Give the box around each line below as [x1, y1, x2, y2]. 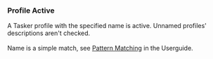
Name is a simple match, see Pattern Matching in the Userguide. [7, 44, 193, 53]
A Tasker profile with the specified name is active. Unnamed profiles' [7, 22, 207, 30]
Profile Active [7, 6, 55, 15]
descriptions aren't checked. [7, 29, 91, 37]
